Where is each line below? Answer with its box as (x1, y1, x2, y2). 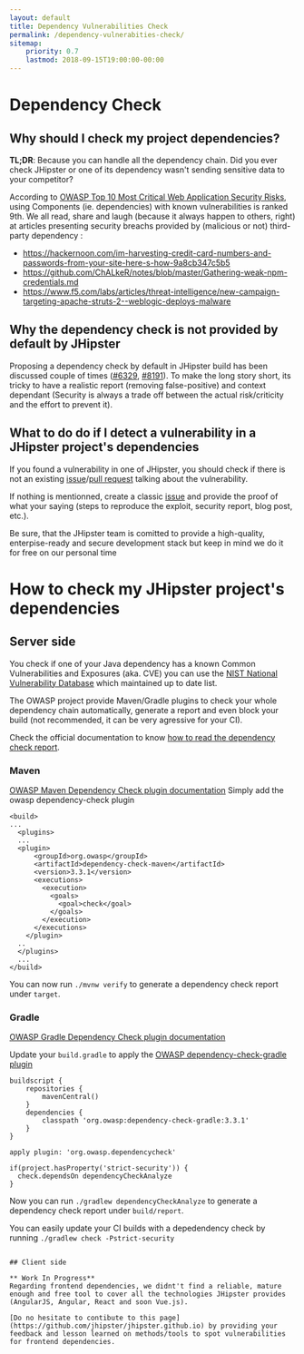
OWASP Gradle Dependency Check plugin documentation (9, 1032, 226, 1043)
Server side (9, 634, 76, 650)
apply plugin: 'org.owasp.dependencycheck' (9, 1148, 177, 1157)
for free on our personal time (9, 546, 117, 558)
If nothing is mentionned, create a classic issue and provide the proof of (9, 491, 279, 502)
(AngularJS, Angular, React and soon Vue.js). (9, 1298, 189, 1307)
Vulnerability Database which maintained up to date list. (9, 677, 218, 688)
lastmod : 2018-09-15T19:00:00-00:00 (25, 55, 165, 64)
